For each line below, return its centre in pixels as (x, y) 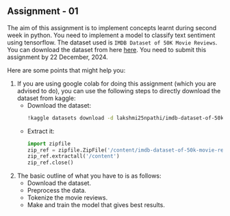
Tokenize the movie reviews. (67, 197)
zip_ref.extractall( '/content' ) (73, 156)
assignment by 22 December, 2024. (57, 57)
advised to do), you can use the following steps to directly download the (119, 91)
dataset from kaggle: (46, 98)
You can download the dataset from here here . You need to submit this (107, 49)
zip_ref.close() (50, 163)
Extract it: (41, 131)
